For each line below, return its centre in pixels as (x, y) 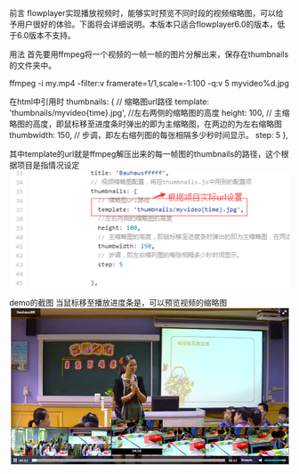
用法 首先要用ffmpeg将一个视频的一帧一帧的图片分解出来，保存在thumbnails (149, 54)
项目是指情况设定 (48, 165)
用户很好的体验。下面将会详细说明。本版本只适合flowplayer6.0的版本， (147, 24)
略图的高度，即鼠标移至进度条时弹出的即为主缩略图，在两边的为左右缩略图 (145, 124)
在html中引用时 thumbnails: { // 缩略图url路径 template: (109, 102)
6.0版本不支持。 (46, 35)
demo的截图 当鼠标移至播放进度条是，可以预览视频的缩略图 (118, 303)
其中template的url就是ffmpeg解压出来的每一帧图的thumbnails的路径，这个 (145, 154)
